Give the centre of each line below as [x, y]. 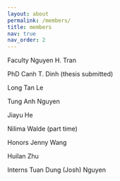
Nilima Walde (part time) [42, 129]
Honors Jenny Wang [37, 143]
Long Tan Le [25, 88]
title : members [30, 27]
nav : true [22, 34]
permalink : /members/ [39, 21]
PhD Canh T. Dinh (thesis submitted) [60, 74]
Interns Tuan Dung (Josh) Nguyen [56, 170]
